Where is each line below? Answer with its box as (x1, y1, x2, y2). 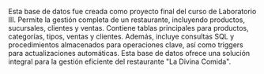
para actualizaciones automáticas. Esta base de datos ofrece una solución (8, 49, 251, 57)
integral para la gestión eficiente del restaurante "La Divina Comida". (8, 57, 232, 66)
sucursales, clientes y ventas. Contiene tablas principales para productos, (8, 24, 249, 32)
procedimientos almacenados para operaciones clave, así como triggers (8, 40, 243, 50)
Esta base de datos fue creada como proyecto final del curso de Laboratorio (8, 7, 257, 16)
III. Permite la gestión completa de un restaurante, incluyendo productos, (8, 15, 245, 24)
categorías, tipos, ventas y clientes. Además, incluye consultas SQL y (8, 31, 235, 41)
